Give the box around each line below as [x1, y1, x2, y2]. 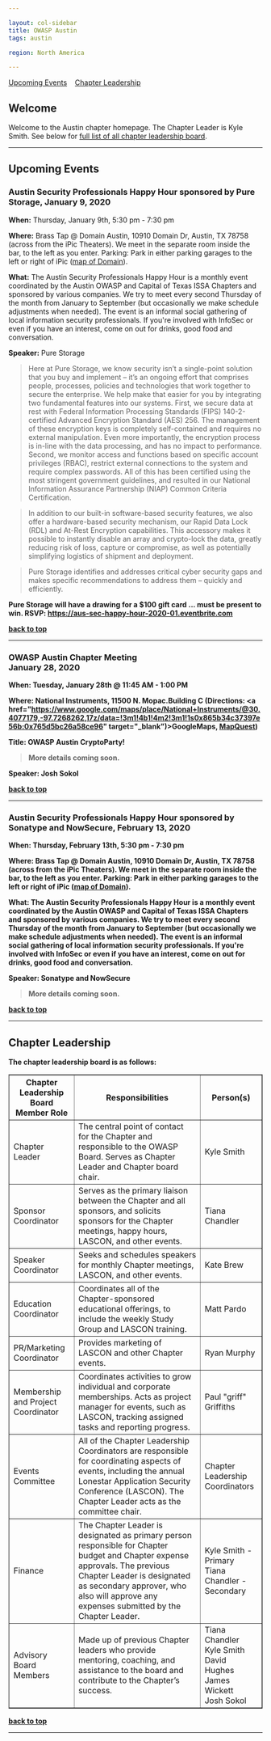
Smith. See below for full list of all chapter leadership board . [8, 131, 207, 142]
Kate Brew [204, 1259, 244, 1270]
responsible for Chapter [77, 1540, 169, 1551]
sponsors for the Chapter [77, 1215, 173, 1227]
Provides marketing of [77, 1337, 162, 1349]
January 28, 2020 [8, 661, 81, 673]
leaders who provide [77, 1645, 156, 1656]
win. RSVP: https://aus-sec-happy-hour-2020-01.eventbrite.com [8, 608, 233, 618]
